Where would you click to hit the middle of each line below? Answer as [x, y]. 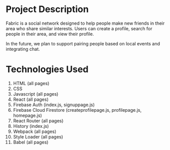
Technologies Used [47, 69]
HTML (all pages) [31, 83]
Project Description [47, 9]
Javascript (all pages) [36, 94]
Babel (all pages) [31, 142]
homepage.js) [28, 115]
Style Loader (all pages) [38, 136]
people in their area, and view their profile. [50, 34]
